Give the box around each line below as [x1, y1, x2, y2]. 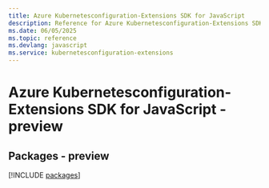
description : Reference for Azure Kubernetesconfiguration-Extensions [8, 19, 249, 27]
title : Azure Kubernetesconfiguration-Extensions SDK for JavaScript [8, 11, 246, 20]
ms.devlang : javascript [8, 42, 88, 50]
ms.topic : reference [8, 34, 78, 42]
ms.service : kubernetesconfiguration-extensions [8, 49, 174, 57]
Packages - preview [8, 149, 110, 162]
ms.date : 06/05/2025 [8, 26, 78, 34]
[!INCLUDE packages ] [8, 170, 81, 180]
